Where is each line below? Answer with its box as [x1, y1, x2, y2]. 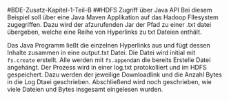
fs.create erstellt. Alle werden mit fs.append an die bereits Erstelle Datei [7, 56, 211, 64]
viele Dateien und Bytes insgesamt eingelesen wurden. [7, 86, 163, 93]
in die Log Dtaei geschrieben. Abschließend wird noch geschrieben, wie [7, 78, 212, 86]
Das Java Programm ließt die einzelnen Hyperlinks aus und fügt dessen [7, 41, 210, 49]
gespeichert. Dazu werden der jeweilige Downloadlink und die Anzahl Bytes [7, 70, 222, 79]
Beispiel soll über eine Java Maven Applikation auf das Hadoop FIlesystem [7, 13, 219, 21]
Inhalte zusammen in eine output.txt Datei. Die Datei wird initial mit [7, 48, 195, 57]
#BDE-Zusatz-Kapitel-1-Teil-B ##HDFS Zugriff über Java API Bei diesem [7, 6, 212, 14]
